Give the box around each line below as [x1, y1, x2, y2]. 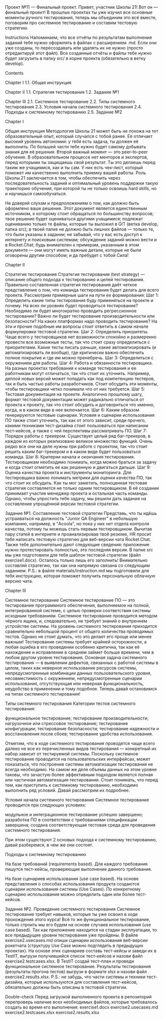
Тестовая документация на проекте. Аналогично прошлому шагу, [5, 391, 143, 397]
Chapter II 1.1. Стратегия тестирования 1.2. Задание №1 [5, 89, 119, 95]
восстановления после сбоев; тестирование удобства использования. [5, 731, 153, 737]
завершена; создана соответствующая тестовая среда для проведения [5, 822, 156, 828]
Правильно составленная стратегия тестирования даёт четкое [5, 282, 137, 288]
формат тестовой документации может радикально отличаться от [5, 397, 144, 402]
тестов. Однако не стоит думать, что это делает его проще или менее [5, 634, 152, 640]
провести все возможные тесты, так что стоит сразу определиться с [5, 339, 150, 345]
